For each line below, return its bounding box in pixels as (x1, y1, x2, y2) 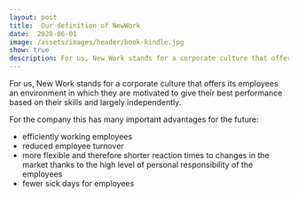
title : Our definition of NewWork (9, 21, 141, 30)
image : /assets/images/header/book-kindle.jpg (9, 37, 184, 47)
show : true (9, 46, 50, 55)
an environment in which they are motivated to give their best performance (9, 87, 283, 98)
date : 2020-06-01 (9, 29, 77, 38)
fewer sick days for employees (21, 178, 135, 188)
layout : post (9, 12, 58, 22)
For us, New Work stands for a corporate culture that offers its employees (9, 79, 278, 88)
